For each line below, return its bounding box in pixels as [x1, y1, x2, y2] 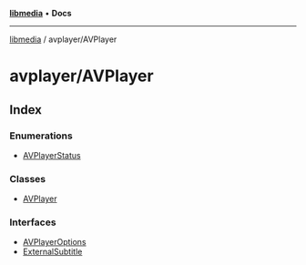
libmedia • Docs [9, 8, 72, 18]
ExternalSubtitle [22, 246, 83, 258]
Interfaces [9, 216, 56, 229]
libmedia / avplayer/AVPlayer [9, 34, 117, 45]
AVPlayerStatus [22, 149, 81, 160]
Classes [9, 172, 46, 185]
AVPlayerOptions [22, 237, 87, 248]
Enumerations [9, 129, 73, 142]
